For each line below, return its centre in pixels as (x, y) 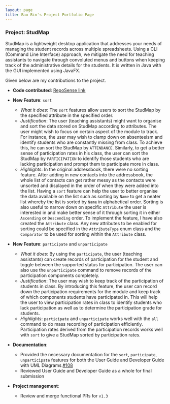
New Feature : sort (32, 100)
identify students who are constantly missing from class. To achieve (91, 142)
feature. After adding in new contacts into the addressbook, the (87, 175)
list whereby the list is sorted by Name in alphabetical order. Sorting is (92, 202)
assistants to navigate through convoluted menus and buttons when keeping (85, 59)
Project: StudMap (27, 33)
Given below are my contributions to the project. (56, 80)
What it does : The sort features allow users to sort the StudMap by (90, 110)
